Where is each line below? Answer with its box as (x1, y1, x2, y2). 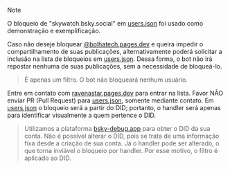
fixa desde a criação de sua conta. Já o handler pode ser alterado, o (24, 139, 220, 148)
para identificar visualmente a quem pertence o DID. (7, 111, 157, 119)
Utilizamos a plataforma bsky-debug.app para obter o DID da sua (24, 125, 211, 132)
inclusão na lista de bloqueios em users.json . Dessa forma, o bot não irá (7, 55, 213, 63)
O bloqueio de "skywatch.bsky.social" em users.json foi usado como (7, 19, 204, 27)
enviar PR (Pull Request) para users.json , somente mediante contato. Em (7, 96, 214, 105)
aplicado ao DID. (24, 154, 71, 162)
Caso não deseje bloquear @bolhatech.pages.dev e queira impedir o (7, 40, 204, 48)
